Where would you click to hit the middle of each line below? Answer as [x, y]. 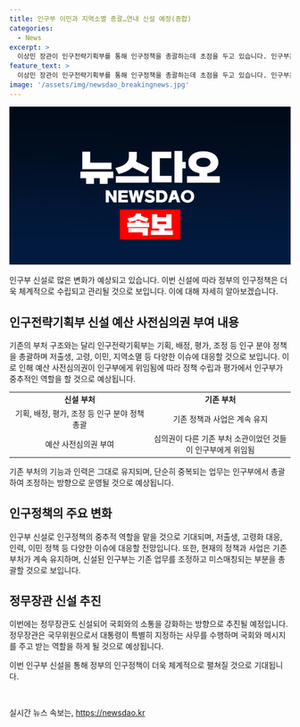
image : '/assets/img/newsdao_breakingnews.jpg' [100, 85]
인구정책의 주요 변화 [61, 514]
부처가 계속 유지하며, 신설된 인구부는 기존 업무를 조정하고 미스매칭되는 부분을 [143, 559]
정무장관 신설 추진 [55, 602]
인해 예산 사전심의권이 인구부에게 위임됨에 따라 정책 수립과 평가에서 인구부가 [151, 368]
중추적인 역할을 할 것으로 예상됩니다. [72, 379]
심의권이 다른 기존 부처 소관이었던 [212, 439]
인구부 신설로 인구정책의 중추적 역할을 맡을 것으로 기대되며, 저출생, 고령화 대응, [146, 537]
